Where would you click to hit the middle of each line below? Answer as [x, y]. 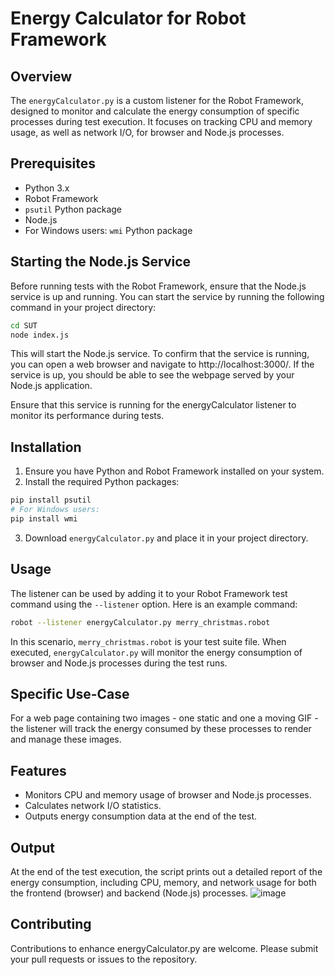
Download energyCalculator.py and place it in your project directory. [166, 538]
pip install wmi [44, 518]
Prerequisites [53, 163]
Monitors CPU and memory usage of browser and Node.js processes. [168, 795]
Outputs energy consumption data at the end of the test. [140, 816]
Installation [46, 447]
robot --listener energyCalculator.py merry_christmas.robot [140, 622]
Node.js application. [51, 386]
